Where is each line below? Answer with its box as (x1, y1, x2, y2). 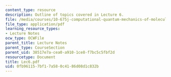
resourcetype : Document (5, 54, 56, 60)
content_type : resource (5, 7, 56, 13)
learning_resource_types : (5, 26, 60, 31)
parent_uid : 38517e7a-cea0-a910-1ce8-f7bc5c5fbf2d (5, 50, 115, 55)
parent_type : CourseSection (5, 45, 65, 50)
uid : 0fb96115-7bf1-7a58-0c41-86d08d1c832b (5, 64, 99, 69)
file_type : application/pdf (5, 21, 65, 27)
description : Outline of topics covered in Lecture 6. (5, 12, 124, 17)
